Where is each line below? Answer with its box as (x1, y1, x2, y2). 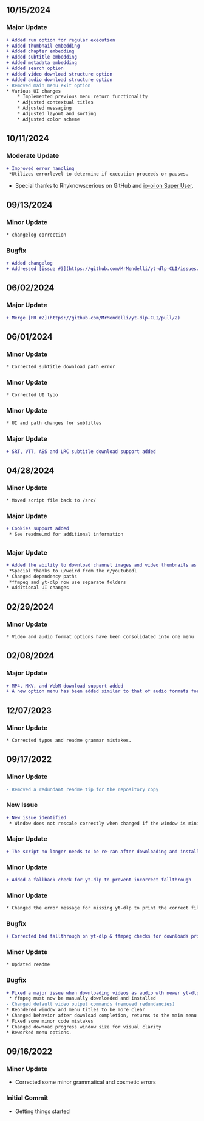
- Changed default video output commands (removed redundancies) (6, 1001, 175, 1008)
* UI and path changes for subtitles (6, 420, 102, 426)
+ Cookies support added (6, 525, 69, 532)
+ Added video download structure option (6, 71, 113, 77)
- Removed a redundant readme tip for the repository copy (6, 786, 159, 792)
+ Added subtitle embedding (6, 54, 78, 60)
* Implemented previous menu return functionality (17, 94, 148, 100)
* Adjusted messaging (17, 105, 72, 112)
